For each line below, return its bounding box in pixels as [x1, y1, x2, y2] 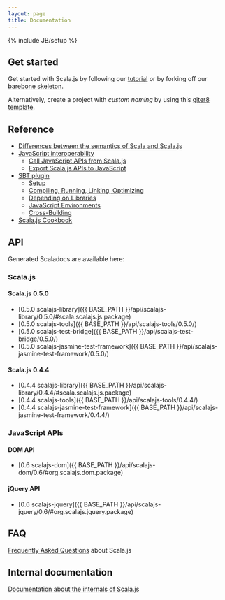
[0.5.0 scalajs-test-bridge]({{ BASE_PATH [17, 328, 138, 336]
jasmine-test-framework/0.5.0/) [17, 350, 109, 358]
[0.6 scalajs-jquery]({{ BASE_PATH [17, 500, 119, 508]
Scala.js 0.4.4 [8, 365, 50, 374]
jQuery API [8, 484, 41, 492]
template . [8, 103, 36, 112]
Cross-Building [28, 209, 72, 217]
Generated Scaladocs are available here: [8, 254, 125, 263]
